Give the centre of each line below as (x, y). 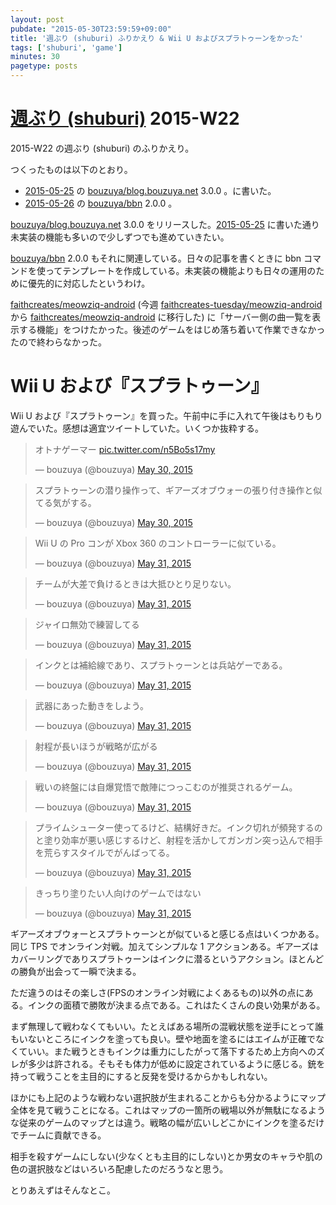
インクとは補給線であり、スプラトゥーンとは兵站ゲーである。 (161, 665)
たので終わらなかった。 (58, 342)
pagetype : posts (44, 66)
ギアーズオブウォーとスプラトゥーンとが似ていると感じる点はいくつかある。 (167, 933)
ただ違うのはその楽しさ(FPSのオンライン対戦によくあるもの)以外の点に (157, 992)
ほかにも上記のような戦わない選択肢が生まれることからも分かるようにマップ (168, 1097)
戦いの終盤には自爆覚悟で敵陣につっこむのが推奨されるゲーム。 (166, 787)
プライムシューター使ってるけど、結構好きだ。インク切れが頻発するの (178, 827)
